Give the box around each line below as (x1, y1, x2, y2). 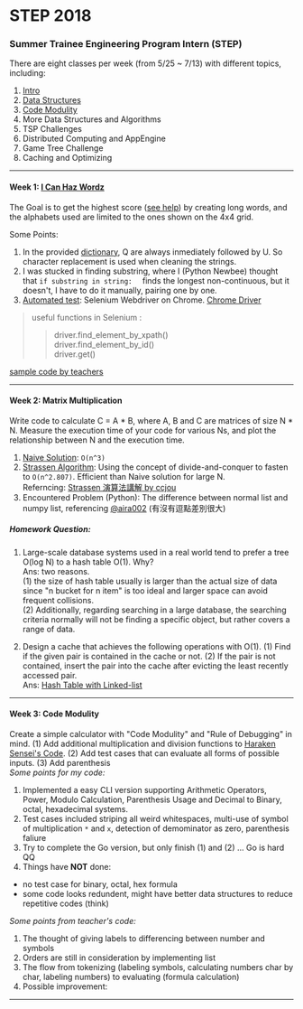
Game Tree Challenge (22, 143, 104, 154)
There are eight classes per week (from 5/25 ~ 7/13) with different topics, (9, 58, 282, 69)
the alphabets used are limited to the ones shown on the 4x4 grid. (9, 211, 254, 222)
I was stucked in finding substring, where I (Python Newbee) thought (22, 266, 279, 276)
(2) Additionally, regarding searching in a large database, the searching (22, 604, 287, 615)
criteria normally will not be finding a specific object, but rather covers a (22, 613, 290, 624)
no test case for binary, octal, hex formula (22, 879, 178, 890)
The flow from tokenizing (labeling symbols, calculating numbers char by (22, 962, 294, 973)
